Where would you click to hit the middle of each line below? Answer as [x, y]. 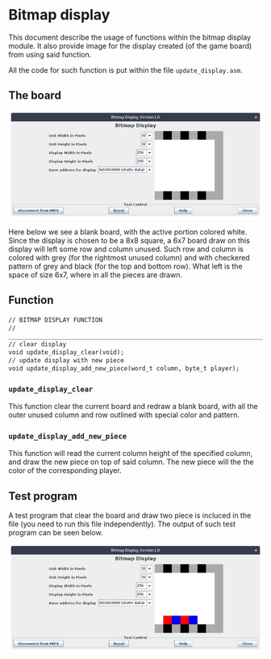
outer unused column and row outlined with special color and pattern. [124, 415]
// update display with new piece [67, 360]
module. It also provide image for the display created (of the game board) [130, 45]
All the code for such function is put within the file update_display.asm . [126, 70]
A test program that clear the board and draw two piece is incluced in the [130, 515]
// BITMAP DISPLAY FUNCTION [56, 320]
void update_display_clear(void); [67, 352]
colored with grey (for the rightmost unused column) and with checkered [129, 257]
